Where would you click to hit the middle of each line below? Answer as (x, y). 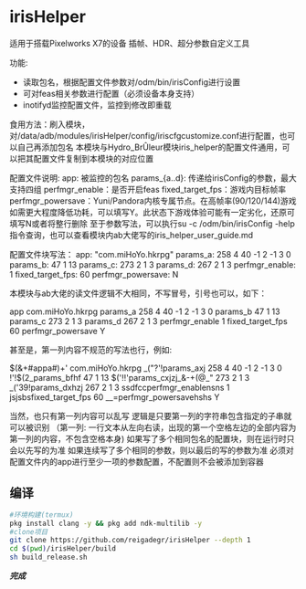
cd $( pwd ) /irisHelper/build (63, 549)
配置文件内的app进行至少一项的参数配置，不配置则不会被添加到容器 (137, 461)
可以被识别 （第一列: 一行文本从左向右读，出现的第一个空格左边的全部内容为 (153, 427)
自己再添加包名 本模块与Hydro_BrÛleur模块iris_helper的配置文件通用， (150, 147)
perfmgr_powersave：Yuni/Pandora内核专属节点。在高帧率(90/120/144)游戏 (153, 200)
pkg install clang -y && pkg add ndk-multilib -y (106, 523)
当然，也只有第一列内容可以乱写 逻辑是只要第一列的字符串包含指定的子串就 (151, 415)
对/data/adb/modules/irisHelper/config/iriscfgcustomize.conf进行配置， (145, 135)
